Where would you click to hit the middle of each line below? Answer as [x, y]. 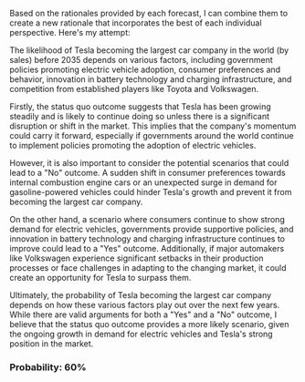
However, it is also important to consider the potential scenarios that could [149, 163]
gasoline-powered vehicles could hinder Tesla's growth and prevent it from [151, 192]
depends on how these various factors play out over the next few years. [145, 305]
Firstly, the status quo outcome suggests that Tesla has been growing [140, 107]
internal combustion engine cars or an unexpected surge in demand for [143, 182]
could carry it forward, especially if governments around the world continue [152, 135]
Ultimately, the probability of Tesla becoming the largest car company [141, 295]
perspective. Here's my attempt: [70, 32]
